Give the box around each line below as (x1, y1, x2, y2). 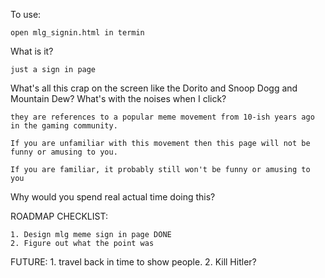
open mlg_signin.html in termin (10, 28, 145, 38)
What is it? (10, 45, 54, 57)
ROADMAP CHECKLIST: (10, 210, 108, 222)
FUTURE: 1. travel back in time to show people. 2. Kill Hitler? (10, 256, 257, 268)
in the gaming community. (10, 121, 118, 131)
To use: (10, 9, 42, 20)
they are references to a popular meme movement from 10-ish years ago (10, 112, 315, 122)
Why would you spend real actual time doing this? (10, 191, 216, 203)
